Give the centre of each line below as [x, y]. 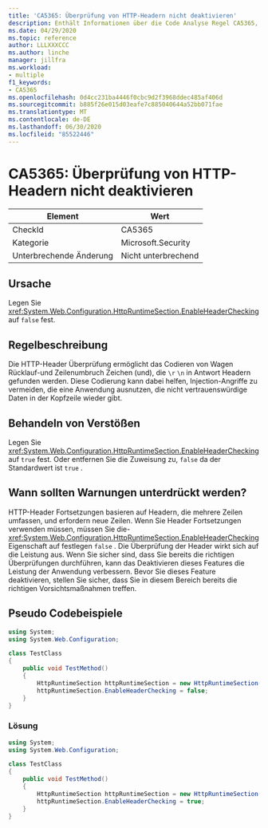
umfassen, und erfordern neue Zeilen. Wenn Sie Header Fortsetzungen [125, 520]
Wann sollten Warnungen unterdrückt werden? [128, 493]
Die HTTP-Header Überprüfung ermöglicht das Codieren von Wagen [121, 365]
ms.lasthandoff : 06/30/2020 [55, 127]
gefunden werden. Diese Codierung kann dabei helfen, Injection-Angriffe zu [133, 381]
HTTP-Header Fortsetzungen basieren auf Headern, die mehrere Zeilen [126, 512]
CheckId [28, 230]
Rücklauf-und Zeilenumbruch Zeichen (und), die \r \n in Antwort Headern [130, 373]
